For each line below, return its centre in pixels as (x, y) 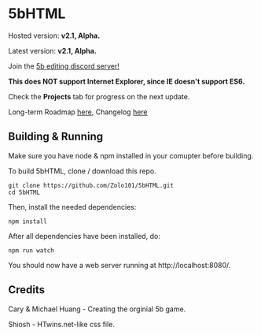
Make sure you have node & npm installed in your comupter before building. (131, 155)
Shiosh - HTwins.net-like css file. (62, 324)
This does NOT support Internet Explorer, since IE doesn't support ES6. (127, 81)
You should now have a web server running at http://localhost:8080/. (119, 265)
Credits (27, 290)
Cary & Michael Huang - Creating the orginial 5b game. (97, 309)
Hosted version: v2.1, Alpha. (54, 35)
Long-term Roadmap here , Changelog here (78, 112)
